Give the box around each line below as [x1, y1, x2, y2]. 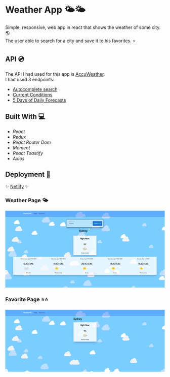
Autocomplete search [12, 86, 58, 92]
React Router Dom [12, 139, 51, 145]
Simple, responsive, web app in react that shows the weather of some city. [5, 24, 161, 30]
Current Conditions [12, 91, 53, 98]
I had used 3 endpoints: [5, 76, 55, 82]
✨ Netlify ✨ [5, 183, 29, 190]
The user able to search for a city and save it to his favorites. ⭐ [5, 38, 136, 44]
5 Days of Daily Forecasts [12, 97, 66, 103]
